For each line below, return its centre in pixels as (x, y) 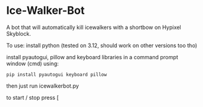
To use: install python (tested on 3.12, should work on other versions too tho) (102, 45)
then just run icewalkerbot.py (43, 86)
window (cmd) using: (33, 63)
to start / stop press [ (32, 97)
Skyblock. (19, 33)
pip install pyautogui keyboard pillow (57, 74)
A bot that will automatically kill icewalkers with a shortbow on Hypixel (94, 27)
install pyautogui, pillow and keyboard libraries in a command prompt (92, 57)
